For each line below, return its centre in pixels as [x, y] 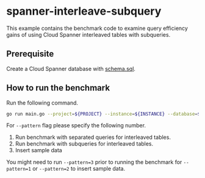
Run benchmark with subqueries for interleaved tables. [84, 144]
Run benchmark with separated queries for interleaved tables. [93, 137]
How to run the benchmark [58, 88]
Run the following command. [42, 103]
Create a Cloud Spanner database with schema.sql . [71, 69]
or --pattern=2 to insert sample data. [79, 169]
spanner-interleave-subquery [84, 11]
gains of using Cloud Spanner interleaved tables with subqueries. [88, 34]
